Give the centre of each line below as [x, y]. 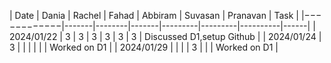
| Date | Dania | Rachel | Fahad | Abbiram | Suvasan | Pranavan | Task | [154, 15]
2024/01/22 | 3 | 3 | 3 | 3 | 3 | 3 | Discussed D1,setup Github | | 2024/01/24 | [165, 36]
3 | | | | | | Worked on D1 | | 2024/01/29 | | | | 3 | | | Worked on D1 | [144, 47]
